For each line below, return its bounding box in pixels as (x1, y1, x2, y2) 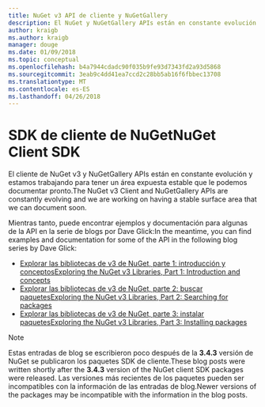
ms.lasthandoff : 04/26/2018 (8, 92, 101, 100)
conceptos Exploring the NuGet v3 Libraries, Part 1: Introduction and (19, 267, 240, 277)
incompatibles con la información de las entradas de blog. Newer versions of (8, 382, 257, 391)
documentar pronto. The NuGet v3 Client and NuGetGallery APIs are (8, 187, 229, 196)
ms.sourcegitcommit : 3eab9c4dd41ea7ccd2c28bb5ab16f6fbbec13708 (8, 70, 221, 78)
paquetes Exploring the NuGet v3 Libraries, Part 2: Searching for (19, 292, 229, 302)
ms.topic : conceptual (8, 56, 80, 64)
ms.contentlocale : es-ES (8, 85, 90, 93)
